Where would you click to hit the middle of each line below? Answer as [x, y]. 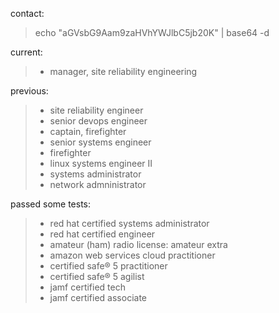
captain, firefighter [88, 131]
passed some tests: [51, 204]
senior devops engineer [98, 121]
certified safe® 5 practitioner [108, 266]
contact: [27, 13]
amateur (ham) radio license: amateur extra [138, 244]
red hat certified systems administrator [129, 223]
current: [26, 52]
